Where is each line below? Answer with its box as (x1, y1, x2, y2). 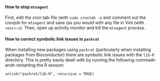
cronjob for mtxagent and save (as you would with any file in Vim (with (5, 20, 144, 26)
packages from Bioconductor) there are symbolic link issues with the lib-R (5, 52, 154, 58)
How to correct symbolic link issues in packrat (5, 36, 99, 42)
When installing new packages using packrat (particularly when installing (5, 47, 151, 53)
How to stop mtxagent (5, 4, 48, 10)
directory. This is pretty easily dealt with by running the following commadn (5, 57, 156, 63)
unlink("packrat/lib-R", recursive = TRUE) (5, 72, 95, 77)
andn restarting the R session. (5, 62, 65, 68)
